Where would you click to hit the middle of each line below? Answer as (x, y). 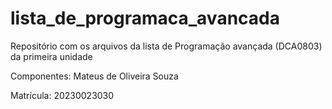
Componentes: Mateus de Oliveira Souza (94, 76)
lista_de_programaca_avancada (145, 18)
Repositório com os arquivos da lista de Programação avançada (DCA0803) (166, 46)
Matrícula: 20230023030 (62, 95)
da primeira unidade (51, 56)
